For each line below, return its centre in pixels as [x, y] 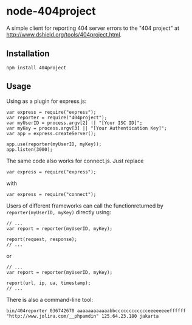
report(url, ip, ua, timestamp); [49, 283]
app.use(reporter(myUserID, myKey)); [54, 144]
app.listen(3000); [29, 149]
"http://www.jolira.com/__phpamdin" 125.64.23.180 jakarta [83, 316]
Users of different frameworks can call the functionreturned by [85, 206]
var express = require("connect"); [51, 194]
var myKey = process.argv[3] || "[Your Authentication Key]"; [87, 128]
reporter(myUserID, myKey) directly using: [59, 212]
